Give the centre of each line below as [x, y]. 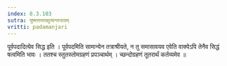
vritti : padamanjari [38, 27]
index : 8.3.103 [30, 14]
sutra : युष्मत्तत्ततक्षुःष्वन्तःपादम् [38, 20]
